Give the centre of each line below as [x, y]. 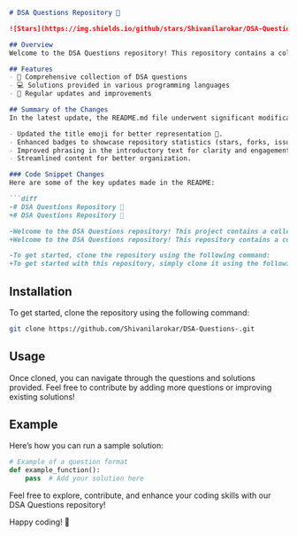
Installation [41, 291]
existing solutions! [42, 396]
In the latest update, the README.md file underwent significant [132, 118]
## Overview [31, 44]
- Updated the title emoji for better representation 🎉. [116, 134]
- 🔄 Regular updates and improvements [80, 94]
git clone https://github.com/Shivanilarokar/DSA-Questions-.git [132, 329]
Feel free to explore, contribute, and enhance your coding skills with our [140, 495]
